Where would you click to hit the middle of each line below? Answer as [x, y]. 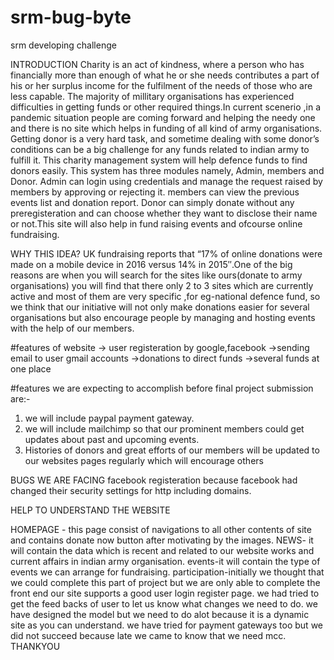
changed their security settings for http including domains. [131, 490]
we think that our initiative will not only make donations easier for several [160, 307]
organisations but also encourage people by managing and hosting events [163, 317]
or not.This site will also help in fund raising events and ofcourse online [156, 223]
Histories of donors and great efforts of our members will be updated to [172, 450]
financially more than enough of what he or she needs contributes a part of [165, 75]
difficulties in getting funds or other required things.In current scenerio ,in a [166, 107]
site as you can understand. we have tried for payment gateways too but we [167, 625]
